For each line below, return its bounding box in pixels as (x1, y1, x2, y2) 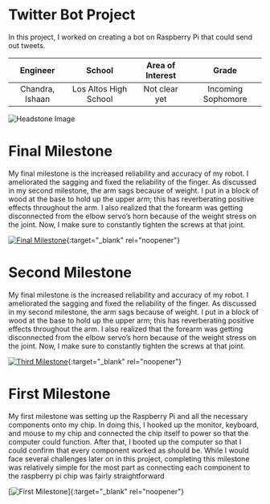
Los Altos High (72, 83, 128, 94)
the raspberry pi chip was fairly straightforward (8, 471, 165, 481)
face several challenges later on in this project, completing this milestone (8, 453, 250, 463)
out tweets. (8, 40, 46, 50)
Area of (145, 59, 176, 71)
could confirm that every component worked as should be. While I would (8, 445, 249, 455)
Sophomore (202, 93, 247, 104)
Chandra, (19, 83, 55, 94)
